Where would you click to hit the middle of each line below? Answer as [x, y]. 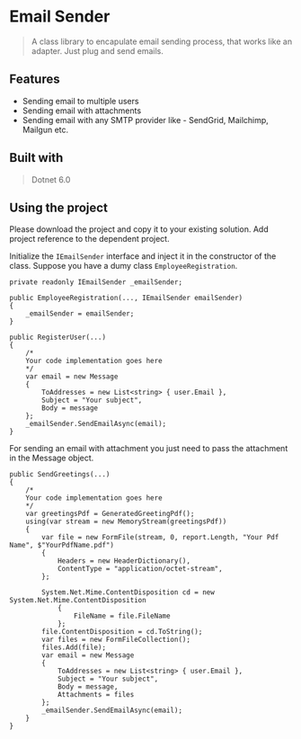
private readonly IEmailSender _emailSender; [96, 282]
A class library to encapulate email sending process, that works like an [162, 41]
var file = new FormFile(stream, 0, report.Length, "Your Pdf [160, 538]
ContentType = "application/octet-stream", [140, 569]
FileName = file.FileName [122, 616]
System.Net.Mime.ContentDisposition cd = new [128, 592]
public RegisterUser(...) [58, 338]
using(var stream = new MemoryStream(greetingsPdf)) [126, 522]
